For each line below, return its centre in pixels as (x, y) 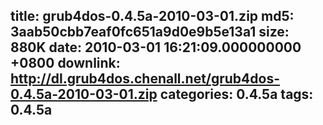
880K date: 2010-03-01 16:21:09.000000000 (156, 47)
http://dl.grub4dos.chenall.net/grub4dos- (145, 79)
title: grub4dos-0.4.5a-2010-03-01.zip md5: (152, 16)
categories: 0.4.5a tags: (236, 94)
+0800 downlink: (65, 63)
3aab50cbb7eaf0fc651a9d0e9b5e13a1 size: (150, 32)
